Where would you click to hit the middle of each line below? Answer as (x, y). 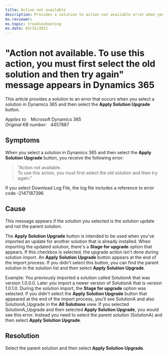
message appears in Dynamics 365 (80, 85)
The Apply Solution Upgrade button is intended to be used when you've (80, 236)
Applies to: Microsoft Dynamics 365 (43, 119)
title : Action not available (35, 10)
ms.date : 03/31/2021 (27, 29)
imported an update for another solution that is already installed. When (78, 241)
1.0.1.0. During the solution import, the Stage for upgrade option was (76, 288)
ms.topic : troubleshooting (33, 24)
